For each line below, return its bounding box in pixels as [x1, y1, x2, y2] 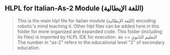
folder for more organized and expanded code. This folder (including [17, 28, 162, 35]
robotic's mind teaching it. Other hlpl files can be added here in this [17, 23, 160, 29]
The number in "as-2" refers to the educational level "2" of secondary [17, 39, 165, 45]
